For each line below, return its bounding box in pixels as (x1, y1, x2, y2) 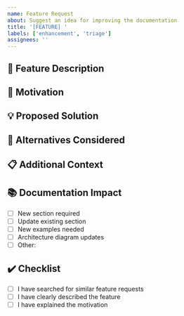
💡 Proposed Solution (7, 110, 99, 122)
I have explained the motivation (17, 301, 108, 309)
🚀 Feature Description (7, 62, 105, 74)
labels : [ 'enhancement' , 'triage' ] (7, 29, 112, 37)
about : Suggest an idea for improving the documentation (7, 17, 178, 24)
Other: (17, 241, 37, 249)
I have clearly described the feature (17, 293, 121, 301)
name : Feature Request (7, 10, 74, 18)
